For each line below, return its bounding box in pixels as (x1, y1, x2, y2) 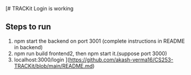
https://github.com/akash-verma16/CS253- (69, 56, 173, 63)
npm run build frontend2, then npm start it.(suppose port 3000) (13, 50, 168, 57)
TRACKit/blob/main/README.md (13, 62, 93, 69)
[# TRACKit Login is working (5, 5, 74, 12)
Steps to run (5, 22, 51, 32)
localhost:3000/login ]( (13, 56, 70, 63)
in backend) (13, 43, 43, 50)
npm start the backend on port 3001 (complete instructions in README (13, 37, 185, 45)
